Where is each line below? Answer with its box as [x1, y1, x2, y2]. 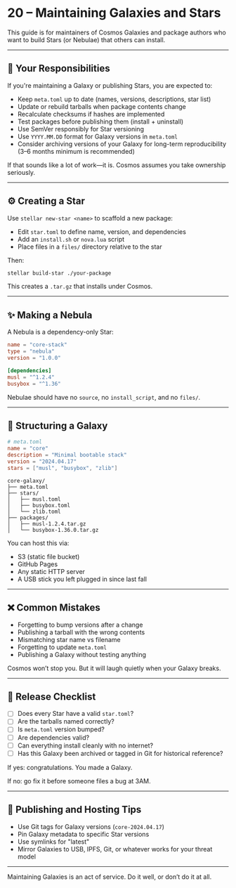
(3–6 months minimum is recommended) [17, 147, 136, 155]
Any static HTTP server [17, 567, 86, 575]
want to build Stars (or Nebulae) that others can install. [7, 35, 166, 44]
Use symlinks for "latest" [17, 837, 90, 846]
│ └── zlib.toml [7, 508, 61, 515]
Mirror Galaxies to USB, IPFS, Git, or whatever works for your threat [17, 844, 213, 853]
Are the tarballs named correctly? [17, 717, 114, 726]
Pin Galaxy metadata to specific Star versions [17, 830, 150, 838]
